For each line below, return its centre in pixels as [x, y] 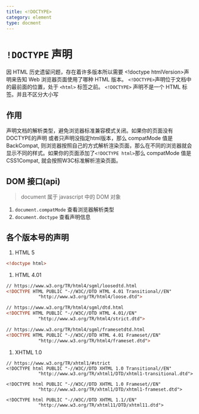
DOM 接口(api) [33, 181]
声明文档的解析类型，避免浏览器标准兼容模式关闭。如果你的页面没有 [90, 131]
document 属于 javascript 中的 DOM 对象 [71, 197]
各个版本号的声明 [38, 238]
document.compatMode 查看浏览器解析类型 [64, 209]
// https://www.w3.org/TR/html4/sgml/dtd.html [65, 308]
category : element [29, 17]
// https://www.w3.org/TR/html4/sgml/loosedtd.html [71, 286]
